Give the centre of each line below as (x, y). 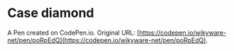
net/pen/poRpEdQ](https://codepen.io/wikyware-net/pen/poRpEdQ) (107, 40)
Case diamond (51, 13)
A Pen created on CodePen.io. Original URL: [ (73, 33)
